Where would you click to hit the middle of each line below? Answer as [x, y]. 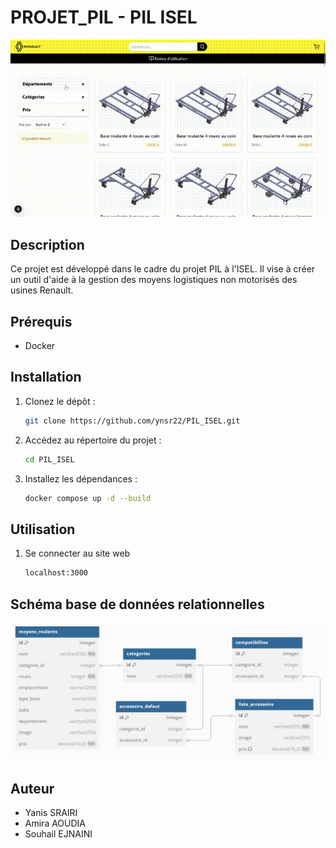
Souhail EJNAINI [58, 834]
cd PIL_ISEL [49, 459]
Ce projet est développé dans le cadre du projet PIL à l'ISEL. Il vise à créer [163, 269]
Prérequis [41, 321]
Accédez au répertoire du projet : [93, 440]
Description [47, 244]
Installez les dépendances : [81, 478]
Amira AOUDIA [55, 823]
